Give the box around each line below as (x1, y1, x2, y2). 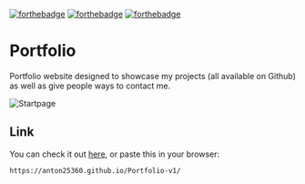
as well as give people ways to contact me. (9, 80, 171, 91)
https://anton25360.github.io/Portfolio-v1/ (9, 166, 181, 175)
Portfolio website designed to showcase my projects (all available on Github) (9, 70, 296, 81)
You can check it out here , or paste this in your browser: (9, 148, 220, 159)
